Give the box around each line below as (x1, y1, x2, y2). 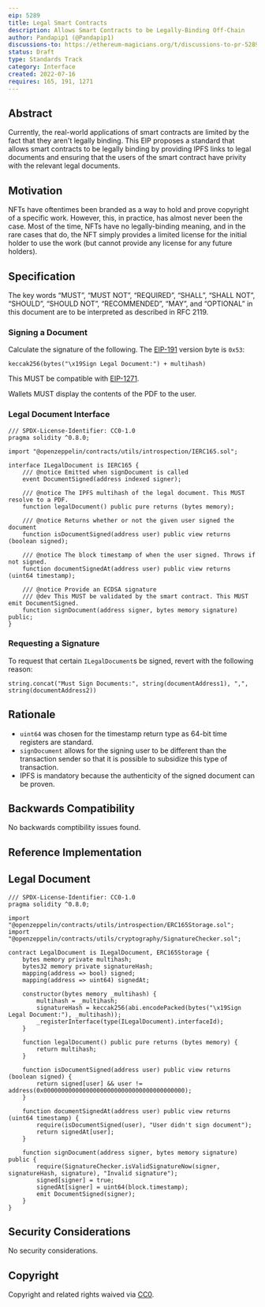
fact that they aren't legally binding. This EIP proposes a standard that (8, 136, 235, 146)
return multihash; (36, 1045, 97, 1053)
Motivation (8, 184, 63, 197)
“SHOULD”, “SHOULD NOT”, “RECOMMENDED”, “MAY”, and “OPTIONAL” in (8, 299, 253, 308)
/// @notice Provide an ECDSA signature (22, 585, 157, 594)
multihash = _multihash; (36, 996, 118, 1005)
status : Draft (8, 48, 55, 56)
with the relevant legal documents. (8, 161, 121, 170)
